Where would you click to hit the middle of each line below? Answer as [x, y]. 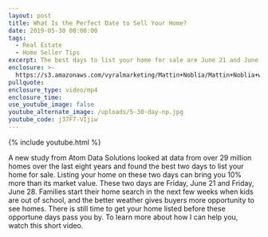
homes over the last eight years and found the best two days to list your [126, 166]
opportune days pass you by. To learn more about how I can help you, [123, 217]
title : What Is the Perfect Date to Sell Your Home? [98, 23]
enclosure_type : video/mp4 [53, 90]
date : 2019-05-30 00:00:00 [53, 30]
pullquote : [26, 82]
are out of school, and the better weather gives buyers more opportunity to [132, 199]
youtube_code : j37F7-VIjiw [53, 120]
